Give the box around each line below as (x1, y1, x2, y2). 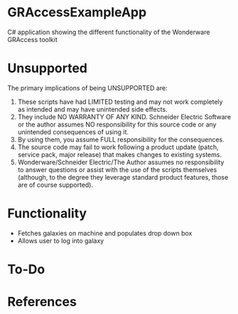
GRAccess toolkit (7, 35, 58, 43)
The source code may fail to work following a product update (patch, (17, 143, 219, 151)
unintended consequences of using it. (17, 127, 129, 136)
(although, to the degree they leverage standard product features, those (17, 173, 229, 181)
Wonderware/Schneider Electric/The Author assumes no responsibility (17, 158, 225, 166)
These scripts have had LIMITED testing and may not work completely (17, 97, 223, 106)
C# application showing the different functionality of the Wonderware (7, 28, 210, 36)
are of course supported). (17, 180, 94, 189)
